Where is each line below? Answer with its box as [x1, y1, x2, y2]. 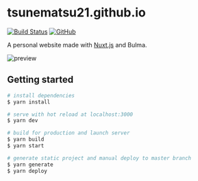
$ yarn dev [7, 117, 38, 124]
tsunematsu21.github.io [7, 5, 146, 21]
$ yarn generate [7, 161, 53, 168]
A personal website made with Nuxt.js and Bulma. [7, 40, 147, 49]
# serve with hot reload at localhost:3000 [7, 111, 134, 118]
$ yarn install [7, 98, 51, 106]
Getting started [7, 74, 74, 86]
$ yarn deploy [7, 167, 48, 174]
